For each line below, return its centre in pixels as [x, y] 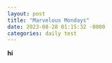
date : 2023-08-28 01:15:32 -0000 [56, 27]
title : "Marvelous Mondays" [49, 20]
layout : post [26, 14]
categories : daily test [42, 33]
